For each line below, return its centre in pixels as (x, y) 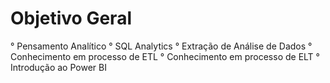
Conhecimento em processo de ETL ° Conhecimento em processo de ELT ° (165, 56)
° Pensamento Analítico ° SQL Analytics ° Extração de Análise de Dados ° (161, 46)
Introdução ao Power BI (58, 67)
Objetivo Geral (71, 18)
